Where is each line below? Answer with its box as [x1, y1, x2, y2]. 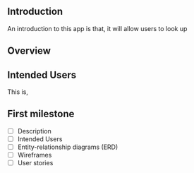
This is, [7, 88, 28, 96]
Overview [7, 45, 51, 57]
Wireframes [17, 151, 52, 160]
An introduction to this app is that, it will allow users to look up [7, 24, 188, 32]
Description [17, 126, 51, 135]
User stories [17, 159, 54, 167]
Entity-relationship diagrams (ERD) [17, 143, 119, 151]
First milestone [7, 108, 75, 120]
